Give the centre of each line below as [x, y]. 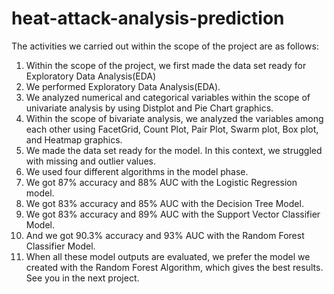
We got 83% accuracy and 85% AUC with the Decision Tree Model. [164, 203]
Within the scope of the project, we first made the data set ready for [166, 65]
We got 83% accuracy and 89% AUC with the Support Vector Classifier [173, 214]
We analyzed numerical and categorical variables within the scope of [168, 97]
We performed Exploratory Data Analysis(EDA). [123, 86]
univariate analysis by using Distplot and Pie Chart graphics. [149, 108]
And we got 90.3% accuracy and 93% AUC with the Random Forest [165, 235]
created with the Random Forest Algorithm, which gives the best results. [174, 267]
